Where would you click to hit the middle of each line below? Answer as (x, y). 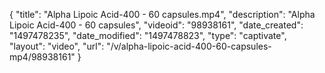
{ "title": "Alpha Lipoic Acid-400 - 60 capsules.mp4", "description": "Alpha (162, 14)
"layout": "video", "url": (57, 46)
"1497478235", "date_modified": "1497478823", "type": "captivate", (148, 35)
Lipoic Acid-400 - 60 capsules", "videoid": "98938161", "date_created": (156, 25)
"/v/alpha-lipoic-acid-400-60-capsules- (189, 46)
